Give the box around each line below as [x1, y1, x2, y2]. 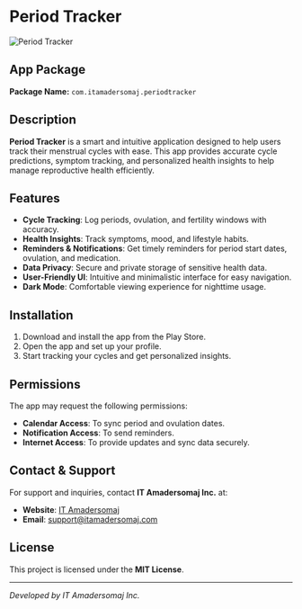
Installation [9, 308, 74, 323]
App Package [9, 62, 86, 77]
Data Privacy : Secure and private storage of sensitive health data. [22, 263, 268, 273]
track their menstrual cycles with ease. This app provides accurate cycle [9, 146, 278, 157]
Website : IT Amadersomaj [22, 504, 120, 515]
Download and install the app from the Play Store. [22, 331, 207, 343]
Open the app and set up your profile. [22, 341, 162, 352]
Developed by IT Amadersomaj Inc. [9, 589, 140, 600]
